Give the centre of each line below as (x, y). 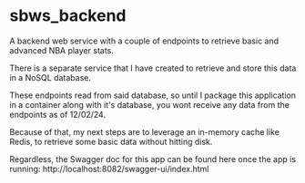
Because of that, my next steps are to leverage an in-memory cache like (145, 131)
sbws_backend (68, 16)
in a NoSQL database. (50, 77)
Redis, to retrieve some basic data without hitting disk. (111, 141)
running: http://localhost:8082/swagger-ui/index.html (109, 169)
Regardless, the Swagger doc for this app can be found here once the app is (153, 159)
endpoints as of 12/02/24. (58, 114)
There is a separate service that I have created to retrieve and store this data (153, 68)
